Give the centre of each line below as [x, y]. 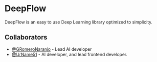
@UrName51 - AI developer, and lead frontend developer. [69, 54]
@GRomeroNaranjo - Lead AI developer [52, 49]
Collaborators [26, 37]
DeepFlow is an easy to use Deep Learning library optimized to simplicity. [78, 22]
